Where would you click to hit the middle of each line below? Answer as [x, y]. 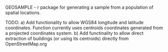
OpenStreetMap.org [26, 44]
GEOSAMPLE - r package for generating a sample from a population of [79, 7]
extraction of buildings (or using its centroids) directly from [67, 38]
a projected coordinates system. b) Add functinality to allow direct [74, 33]
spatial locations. [23, 13]
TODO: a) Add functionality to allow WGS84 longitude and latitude [75, 22]
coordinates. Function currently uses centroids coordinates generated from [84, 28]
